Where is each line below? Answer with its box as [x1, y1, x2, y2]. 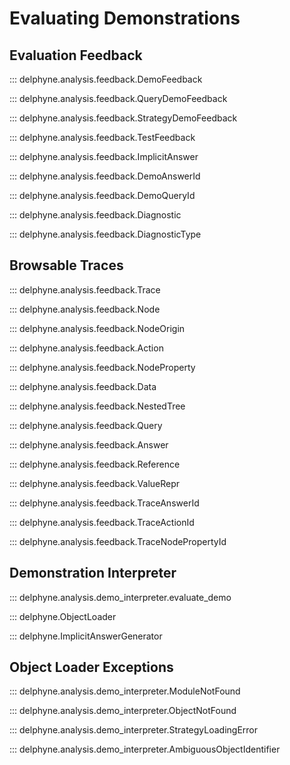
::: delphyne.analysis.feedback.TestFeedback [9, 132, 196, 143]
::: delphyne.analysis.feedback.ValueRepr [9, 477, 181, 489]
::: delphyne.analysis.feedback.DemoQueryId [9, 190, 196, 201]
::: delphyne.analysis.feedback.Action [9, 342, 164, 354]
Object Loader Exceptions [9, 659, 174, 676]
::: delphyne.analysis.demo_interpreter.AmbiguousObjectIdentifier [9, 743, 281, 756]
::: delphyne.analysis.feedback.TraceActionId [9, 516, 195, 528]
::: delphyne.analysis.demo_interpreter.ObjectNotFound [9, 705, 237, 717]
